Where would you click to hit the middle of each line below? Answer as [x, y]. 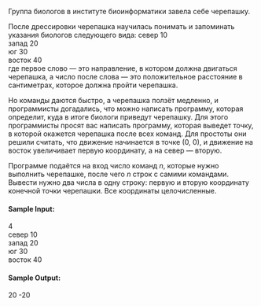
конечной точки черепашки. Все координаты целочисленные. [112, 191]
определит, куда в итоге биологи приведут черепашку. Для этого [118, 117]
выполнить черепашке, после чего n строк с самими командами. [119, 174]
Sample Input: [31, 208]
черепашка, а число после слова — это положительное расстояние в [126, 77]
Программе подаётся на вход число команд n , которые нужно [114, 166]
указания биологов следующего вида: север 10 [88, 35]
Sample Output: [35, 278]
